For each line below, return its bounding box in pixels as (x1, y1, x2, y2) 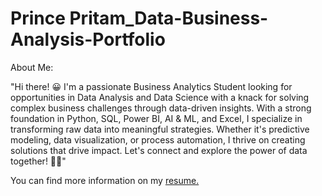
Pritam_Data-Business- (69, 7, 269, 30)
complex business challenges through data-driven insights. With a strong (10, 102, 312, 114)
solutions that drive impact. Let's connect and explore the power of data (10, 144, 308, 156)
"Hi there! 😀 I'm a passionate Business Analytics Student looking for (10, 80, 293, 92)
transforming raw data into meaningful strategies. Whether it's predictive (10, 123, 310, 135)
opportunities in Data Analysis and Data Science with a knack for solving (10, 91, 310, 103)
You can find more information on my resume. (10, 174, 200, 186)
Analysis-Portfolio (10, 28, 166, 51)
